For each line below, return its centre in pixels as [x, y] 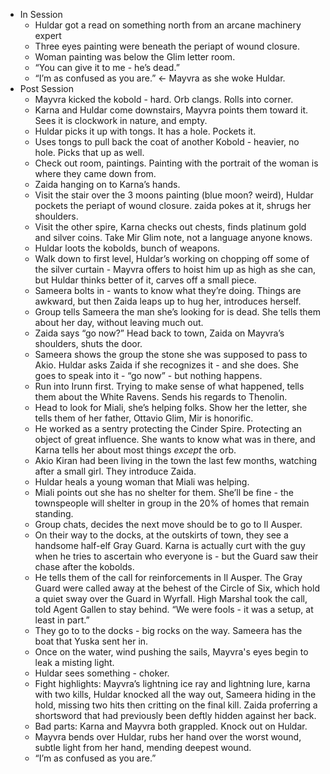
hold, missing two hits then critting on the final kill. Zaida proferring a [176, 705]
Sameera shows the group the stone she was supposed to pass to [171, 354]
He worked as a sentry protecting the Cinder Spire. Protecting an [168, 428]
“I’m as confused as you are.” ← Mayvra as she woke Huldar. [160, 78]
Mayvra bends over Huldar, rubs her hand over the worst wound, [168, 737]
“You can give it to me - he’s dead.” [107, 67]
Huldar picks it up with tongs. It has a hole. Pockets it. [145, 131]
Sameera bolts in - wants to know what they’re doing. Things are [168, 290]
